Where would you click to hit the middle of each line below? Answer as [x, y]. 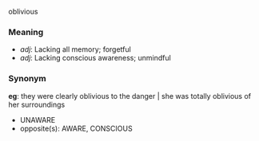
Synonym [27, 79]
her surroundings [37, 104]
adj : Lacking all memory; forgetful [76, 49]
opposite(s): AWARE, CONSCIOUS [76, 128]
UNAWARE [38, 119]
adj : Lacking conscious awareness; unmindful [96, 58]
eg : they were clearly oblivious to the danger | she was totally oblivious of [130, 96]
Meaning [26, 32]
